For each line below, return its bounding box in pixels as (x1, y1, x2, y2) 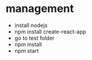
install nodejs (14, 22, 48, 29)
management (5, 2, 74, 16)
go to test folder (14, 34, 55, 41)
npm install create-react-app (14, 28, 87, 35)
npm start (14, 47, 39, 54)
